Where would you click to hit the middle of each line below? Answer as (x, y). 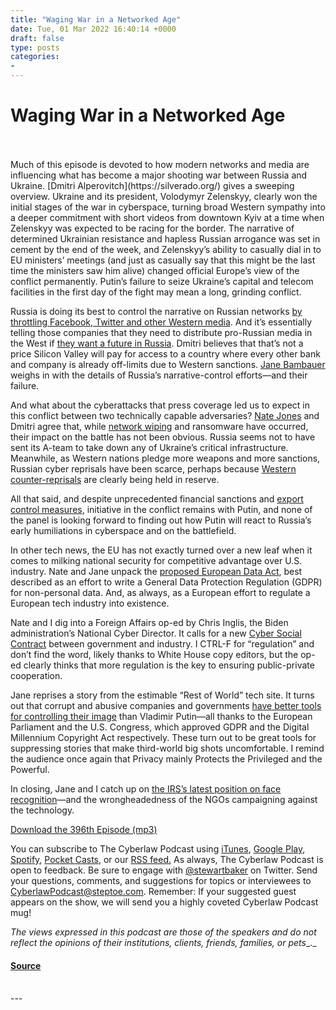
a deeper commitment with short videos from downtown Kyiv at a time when (167, 217)
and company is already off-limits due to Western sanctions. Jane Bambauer (168, 364)
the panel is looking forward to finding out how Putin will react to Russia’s (161, 520)
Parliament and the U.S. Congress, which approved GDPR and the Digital (160, 727)
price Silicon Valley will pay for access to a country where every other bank (165, 353)
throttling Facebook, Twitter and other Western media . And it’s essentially (161, 322)
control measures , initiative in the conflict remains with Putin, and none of (161, 509)
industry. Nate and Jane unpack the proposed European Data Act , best (156, 571)
